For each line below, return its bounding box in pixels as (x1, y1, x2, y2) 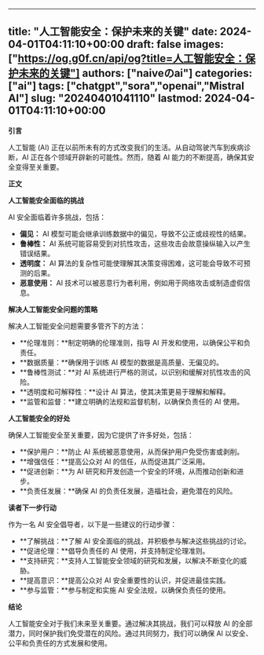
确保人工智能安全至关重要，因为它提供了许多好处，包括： (8, 430, 194, 440)
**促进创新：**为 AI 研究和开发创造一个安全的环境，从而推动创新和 (19, 467, 237, 476)
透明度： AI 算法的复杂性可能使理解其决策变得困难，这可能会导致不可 (19, 258, 244, 268)
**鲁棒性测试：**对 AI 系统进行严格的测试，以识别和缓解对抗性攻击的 (19, 367, 244, 377)
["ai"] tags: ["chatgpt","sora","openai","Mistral (8, 79, 245, 93)
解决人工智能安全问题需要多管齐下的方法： (8, 321, 146, 331)
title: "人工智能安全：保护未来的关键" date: (8, 25, 218, 38)
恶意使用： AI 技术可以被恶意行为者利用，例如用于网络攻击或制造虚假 (19, 278, 244, 287)
